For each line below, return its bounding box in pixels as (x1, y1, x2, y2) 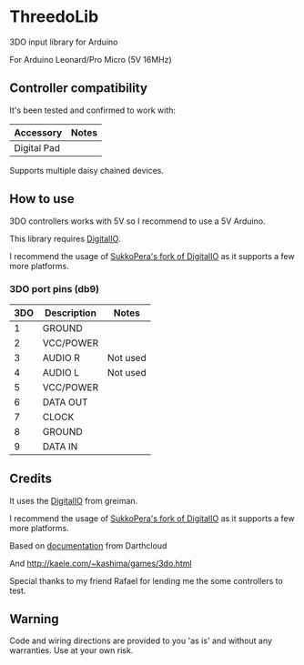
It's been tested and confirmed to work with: (9, 105, 176, 116)
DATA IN (42, 439, 78, 452)
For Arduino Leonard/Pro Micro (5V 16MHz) (9, 54, 173, 65)
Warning (9, 611, 59, 627)
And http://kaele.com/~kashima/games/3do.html (9, 558, 193, 569)
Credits (9, 471, 53, 487)
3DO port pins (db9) (9, 283, 100, 296)
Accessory (14, 126, 63, 138)
